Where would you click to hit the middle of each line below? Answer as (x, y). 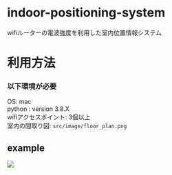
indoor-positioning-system (86, 13)
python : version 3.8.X (39, 109)
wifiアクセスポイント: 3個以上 (49, 117)
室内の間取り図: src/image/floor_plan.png (67, 126)
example (26, 148)
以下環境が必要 (32, 86)
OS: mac (19, 102)
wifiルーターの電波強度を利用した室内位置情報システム (84, 32)
